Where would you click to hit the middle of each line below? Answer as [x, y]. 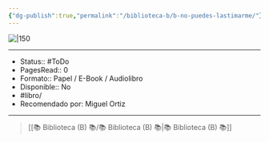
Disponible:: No [45, 87]
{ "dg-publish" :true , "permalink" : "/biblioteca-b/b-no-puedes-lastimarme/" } [136, 16]
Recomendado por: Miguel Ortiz [72, 104]
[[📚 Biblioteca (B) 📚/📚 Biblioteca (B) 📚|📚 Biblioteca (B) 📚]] [130, 127]
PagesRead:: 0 [44, 69]
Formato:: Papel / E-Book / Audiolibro [81, 78]
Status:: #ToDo [44, 61]
